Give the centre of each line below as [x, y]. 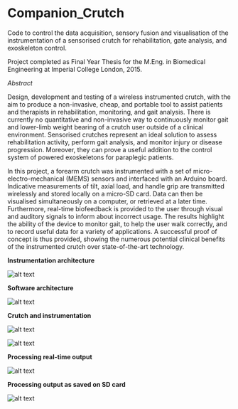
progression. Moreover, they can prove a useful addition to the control [110, 149]
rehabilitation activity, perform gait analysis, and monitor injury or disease [115, 142]
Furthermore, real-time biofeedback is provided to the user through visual [115, 208]
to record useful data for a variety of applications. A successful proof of [113, 231]
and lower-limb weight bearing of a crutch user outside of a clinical [106, 127]
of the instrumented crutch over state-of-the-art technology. [96, 246]
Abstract [20, 83]
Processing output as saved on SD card [66, 384]
